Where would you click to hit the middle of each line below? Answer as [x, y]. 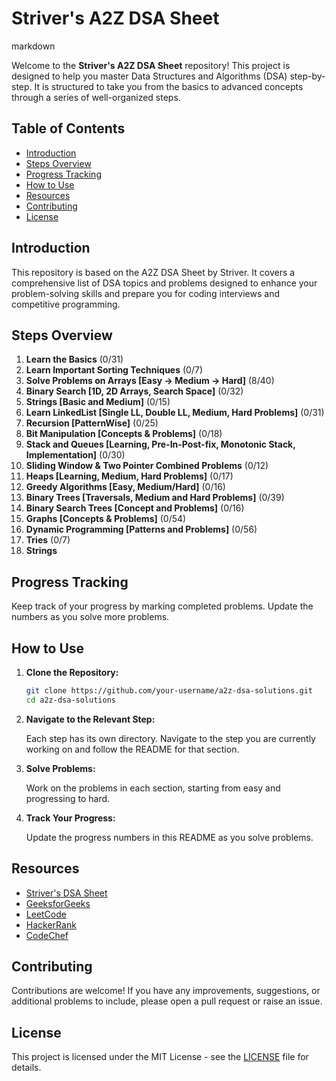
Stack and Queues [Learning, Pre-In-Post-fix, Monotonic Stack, [160, 444]
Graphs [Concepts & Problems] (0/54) [106, 519]
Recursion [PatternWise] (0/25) [92, 423]
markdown [33, 46]
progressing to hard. [68, 798]
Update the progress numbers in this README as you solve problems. [169, 837]
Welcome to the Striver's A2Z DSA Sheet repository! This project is [151, 65]
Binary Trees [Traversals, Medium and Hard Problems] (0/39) [155, 498]
